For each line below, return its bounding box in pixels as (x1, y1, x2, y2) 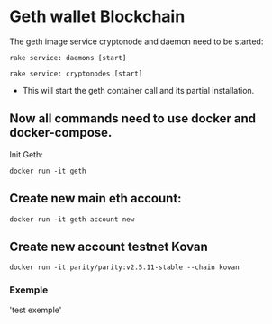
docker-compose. (9, 125, 113, 140)
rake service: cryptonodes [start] (9, 69, 143, 78)
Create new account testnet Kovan (9, 238, 209, 254)
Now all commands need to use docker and (9, 111, 257, 127)
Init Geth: (9, 148, 43, 159)
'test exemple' (9, 304, 62, 315)
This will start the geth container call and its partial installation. (22, 85, 255, 95)
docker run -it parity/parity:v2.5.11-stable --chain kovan (9, 263, 240, 272)
